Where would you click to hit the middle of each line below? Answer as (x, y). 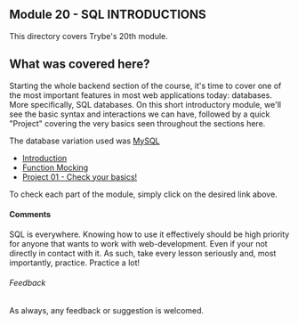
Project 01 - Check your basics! (80, 176)
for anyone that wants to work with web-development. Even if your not (139, 243)
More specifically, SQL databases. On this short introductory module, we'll (145, 104)
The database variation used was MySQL (85, 141)
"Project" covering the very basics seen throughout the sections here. (137, 123)
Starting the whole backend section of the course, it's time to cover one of (145, 85)
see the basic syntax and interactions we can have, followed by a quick (140, 114)
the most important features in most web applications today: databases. (141, 95)
